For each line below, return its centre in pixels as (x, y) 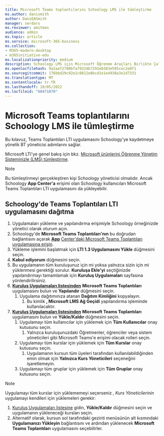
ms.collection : (20, 46)
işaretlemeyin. (41, 364)
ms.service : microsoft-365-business (42, 42)
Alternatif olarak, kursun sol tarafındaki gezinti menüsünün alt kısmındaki (85, 418)
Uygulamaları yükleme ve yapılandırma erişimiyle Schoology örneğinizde (85, 223)
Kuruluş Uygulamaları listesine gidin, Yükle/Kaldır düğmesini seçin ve (82, 408)
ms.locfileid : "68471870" (31, 91)
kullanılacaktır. (41, 306)
